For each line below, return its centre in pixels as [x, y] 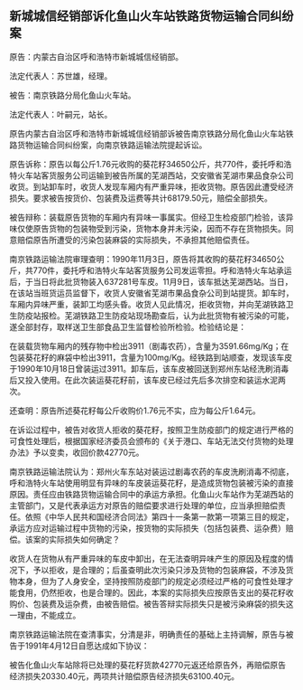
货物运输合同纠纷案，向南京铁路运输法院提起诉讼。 [112, 145]
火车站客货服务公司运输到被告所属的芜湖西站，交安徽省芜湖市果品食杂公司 [155, 175]
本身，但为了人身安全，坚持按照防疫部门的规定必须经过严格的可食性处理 [151, 581]
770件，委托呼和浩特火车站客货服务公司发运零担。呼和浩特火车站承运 [162, 270]
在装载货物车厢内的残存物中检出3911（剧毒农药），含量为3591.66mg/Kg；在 [149, 345]
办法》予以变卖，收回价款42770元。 [77, 452]
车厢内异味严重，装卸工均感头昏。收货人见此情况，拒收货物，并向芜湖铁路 [147, 304]
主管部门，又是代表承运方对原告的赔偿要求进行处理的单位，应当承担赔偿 [143, 506]
